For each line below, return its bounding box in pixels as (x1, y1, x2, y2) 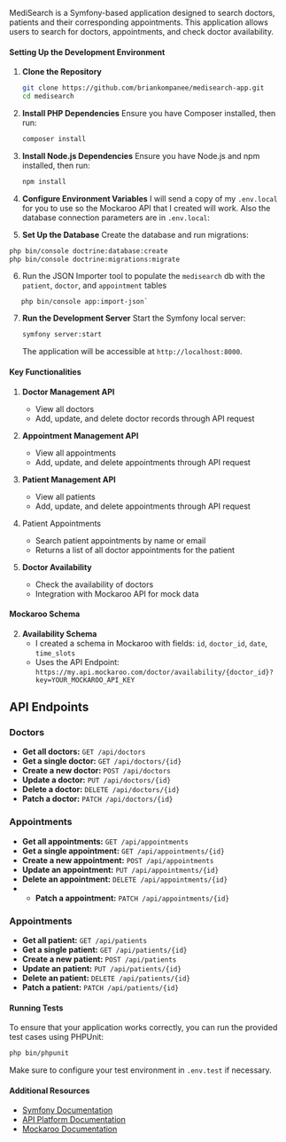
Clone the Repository (21, 67, 102, 77)
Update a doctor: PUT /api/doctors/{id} (21, 774, 171, 785)
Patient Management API (21, 474, 117, 485)
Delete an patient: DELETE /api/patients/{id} (21, 972, 190, 984)
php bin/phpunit (9, 1049, 69, 1058)
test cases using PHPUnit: (9, 1032, 104, 1043)
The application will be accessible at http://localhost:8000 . (21, 346, 243, 357)
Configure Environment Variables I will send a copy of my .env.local (21, 193, 278, 203)
